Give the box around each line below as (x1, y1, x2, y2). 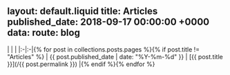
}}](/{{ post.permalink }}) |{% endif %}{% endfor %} (7, 60, 155, 68)
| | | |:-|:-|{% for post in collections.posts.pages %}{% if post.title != (7, 45, 200, 54)
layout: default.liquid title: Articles (7, 6, 158, 17)
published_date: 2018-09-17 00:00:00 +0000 (7, 17, 209, 28)
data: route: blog (7, 27, 81, 39)
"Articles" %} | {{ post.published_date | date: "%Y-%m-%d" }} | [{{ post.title (7, 52, 223, 61)
